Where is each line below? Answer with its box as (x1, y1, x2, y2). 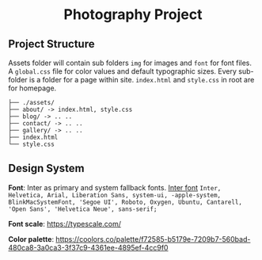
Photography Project (63, 6, 203, 24)
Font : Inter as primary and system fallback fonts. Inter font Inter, (8, 182, 222, 192)
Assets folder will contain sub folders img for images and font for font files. (8, 58, 252, 67)
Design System (8, 162, 85, 175)
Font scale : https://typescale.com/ (8, 219, 121, 228)
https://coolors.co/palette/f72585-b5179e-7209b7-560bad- (55, 234, 251, 243)
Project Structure (8, 37, 95, 51)
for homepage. (8, 83, 57, 93)
